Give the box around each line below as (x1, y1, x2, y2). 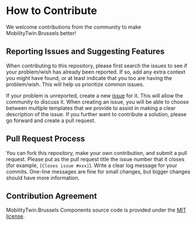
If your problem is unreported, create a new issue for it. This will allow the (6, 92, 183, 99)
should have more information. (6, 174, 80, 181)
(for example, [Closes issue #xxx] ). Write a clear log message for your (6, 162, 177, 169)
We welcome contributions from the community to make (6, 23, 142, 30)
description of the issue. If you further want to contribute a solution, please (6, 110, 187, 117)
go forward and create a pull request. (6, 117, 96, 124)
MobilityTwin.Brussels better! (6, 29, 76, 36)
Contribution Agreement (6, 191, 98, 201)
